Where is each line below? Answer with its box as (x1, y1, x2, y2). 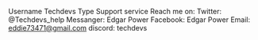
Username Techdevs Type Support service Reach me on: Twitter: (8, 7, 222, 16)
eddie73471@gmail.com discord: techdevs (8, 24, 148, 32)
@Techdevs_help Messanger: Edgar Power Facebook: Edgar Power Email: (8, 15, 251, 24)
